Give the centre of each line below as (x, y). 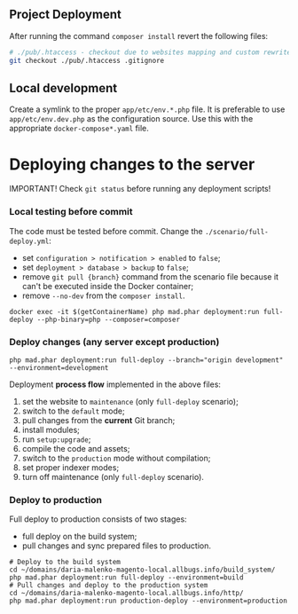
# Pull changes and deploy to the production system (109, 586)
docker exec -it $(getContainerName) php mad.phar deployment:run (134, 311)
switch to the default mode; (74, 411)
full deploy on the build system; (79, 537)
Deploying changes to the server (132, 164)
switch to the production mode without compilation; (116, 458)
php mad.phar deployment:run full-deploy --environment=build (126, 578)
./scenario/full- (236, 232)
